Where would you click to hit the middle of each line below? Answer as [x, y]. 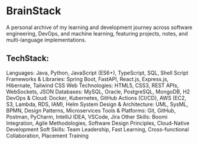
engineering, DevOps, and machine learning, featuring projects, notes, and [97, 33]
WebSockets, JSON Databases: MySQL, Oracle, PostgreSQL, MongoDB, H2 [98, 91]
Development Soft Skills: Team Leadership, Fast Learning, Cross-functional [98, 129]
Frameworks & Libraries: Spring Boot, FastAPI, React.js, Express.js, [87, 79]
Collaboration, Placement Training [47, 136]
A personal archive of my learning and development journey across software [99, 27]
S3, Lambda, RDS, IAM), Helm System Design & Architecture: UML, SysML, [97, 104]
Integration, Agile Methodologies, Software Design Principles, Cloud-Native [98, 123]
